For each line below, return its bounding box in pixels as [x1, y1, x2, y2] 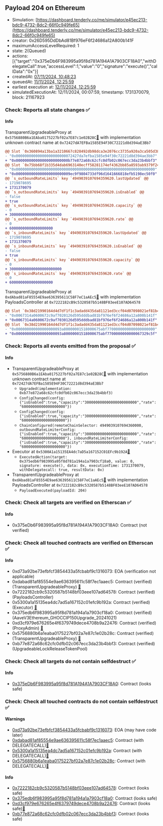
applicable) [12, 573, 35, 579]
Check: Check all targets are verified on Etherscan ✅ [5, 499, 132, 506]
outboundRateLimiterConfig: [19, 427, 76, 432]
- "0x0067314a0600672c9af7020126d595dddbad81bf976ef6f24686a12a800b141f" [5, 313, 158, 318]
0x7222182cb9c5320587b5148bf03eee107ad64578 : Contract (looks [12, 785, 149, 791]
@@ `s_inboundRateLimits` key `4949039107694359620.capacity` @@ [5, 257, 140, 262]
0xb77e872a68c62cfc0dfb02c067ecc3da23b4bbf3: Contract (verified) [12, 640, 155, 646]
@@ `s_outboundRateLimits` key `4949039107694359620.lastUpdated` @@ [5, 176, 149, 181]
